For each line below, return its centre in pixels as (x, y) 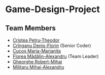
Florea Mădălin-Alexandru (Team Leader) (56, 56)
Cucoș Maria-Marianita (37, 51)
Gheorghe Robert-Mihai (37, 62)
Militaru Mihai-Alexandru (38, 67)
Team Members (30, 28)
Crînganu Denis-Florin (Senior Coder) (52, 46)
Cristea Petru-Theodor (36, 40)
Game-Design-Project (53, 9)
